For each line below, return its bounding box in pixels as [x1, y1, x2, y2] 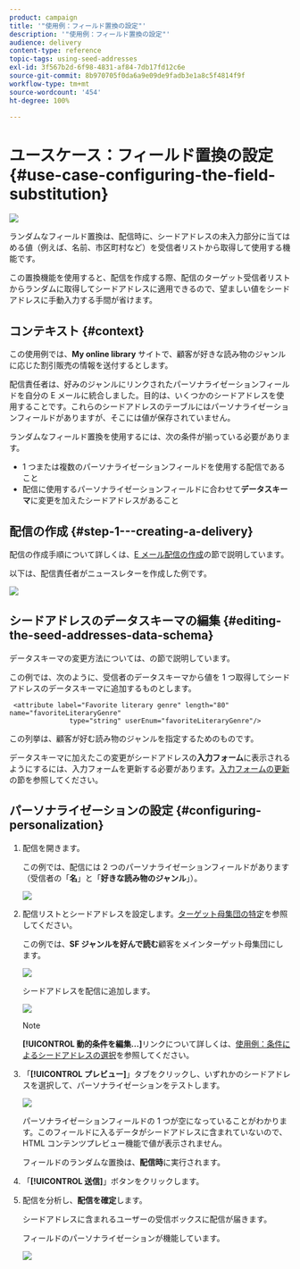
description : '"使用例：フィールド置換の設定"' [9, 29, 171, 38]
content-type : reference [9, 46, 102, 55]
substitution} [9, 184, 109, 204]
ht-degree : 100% [9, 96, 70, 105]
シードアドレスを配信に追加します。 [21, 985, 155, 996]
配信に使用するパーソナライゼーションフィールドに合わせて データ [21, 484, 265, 495]
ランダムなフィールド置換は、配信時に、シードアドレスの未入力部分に [9, 231, 268, 242]
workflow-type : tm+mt [9, 79, 90, 88]
